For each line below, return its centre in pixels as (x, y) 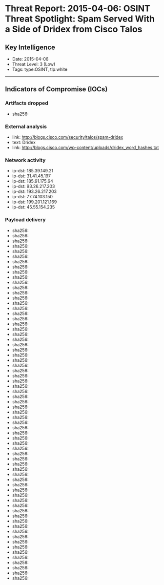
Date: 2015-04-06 (30, 59)
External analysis (26, 126)
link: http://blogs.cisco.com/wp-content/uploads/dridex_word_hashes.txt (85, 147)
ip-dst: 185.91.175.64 (32, 181)
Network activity (25, 160)
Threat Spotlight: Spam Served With (80, 19)
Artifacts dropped (27, 103)
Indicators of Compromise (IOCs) (56, 89)
